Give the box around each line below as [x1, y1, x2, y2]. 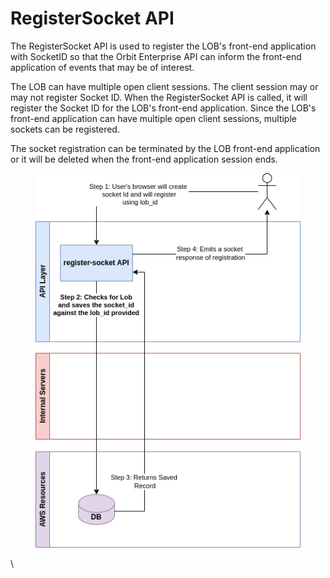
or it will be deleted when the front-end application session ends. [10, 153, 278, 165]
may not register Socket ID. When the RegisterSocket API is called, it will [10, 91, 308, 103]
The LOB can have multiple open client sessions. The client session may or [10, 80, 319, 92]
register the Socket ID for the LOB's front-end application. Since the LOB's [10, 102, 317, 114]
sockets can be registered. [10, 123, 120, 135]
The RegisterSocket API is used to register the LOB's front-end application [10, 40, 317, 52]
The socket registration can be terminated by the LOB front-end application [10, 142, 321, 154]
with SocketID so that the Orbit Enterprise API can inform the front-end [10, 50, 302, 62]
